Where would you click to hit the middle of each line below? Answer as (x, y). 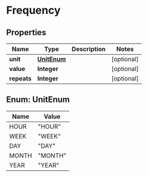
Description (89, 49)
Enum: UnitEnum (38, 100)
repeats (20, 78)
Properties (26, 32)
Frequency (33, 10)
